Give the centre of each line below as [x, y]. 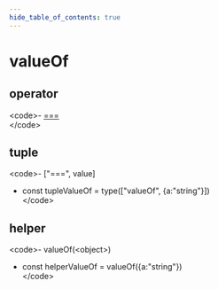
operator [34, 94]
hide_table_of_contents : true [65, 17]
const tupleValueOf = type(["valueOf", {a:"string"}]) [116, 191]
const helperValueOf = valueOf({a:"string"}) [102, 267]
